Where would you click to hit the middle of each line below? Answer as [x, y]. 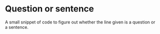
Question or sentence [49, 9]
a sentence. [17, 27]
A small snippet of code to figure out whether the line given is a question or [80, 22]
